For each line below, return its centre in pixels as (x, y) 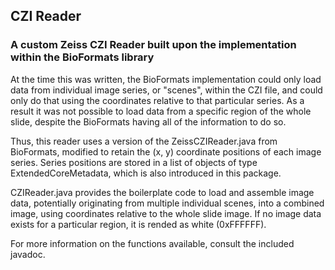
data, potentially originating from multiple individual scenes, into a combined (167, 203)
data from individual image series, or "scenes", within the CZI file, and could (166, 90)
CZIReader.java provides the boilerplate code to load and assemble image (162, 192)
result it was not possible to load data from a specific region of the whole (161, 111)
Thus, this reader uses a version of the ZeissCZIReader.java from (144, 141)
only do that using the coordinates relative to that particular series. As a (157, 100)
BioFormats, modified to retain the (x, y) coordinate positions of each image (166, 151)
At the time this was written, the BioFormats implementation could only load (166, 79)
